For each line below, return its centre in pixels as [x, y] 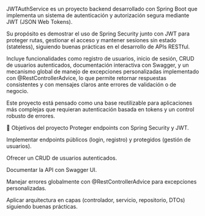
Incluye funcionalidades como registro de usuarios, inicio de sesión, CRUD [100, 58]
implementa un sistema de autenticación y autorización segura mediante [98, 15]
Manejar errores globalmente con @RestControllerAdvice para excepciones [102, 182]
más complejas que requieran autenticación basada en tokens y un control [100, 109]
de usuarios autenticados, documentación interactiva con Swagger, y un [98, 65]
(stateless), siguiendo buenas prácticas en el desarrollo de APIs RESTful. [98, 47]
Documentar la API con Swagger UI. [52, 170]
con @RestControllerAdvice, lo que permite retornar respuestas [87, 78]
